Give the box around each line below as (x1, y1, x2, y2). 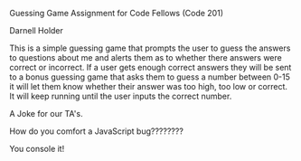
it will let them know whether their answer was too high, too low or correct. (9, 81, 287, 91)
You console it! (9, 144, 65, 154)
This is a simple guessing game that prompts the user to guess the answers (9, 43, 291, 53)
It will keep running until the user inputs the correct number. (9, 90, 232, 101)
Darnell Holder (9, 25, 63, 35)
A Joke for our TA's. (9, 109, 83, 118)
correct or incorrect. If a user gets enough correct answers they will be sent (9, 62, 292, 72)
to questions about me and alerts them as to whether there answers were (9, 52, 282, 62)
